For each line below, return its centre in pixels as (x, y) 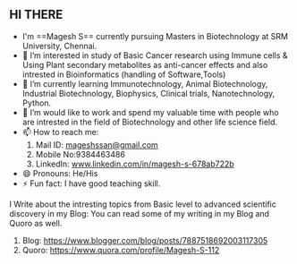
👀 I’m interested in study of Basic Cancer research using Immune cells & (155, 55)
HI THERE (36, 15)
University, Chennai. (59, 46)
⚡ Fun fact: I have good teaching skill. (91, 183)
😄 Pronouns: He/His (60, 173)
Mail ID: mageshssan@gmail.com (97, 145)
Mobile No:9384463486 (80, 154)
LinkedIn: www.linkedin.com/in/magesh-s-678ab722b (135, 164)
